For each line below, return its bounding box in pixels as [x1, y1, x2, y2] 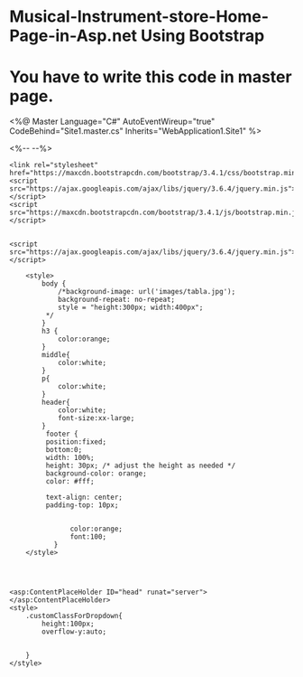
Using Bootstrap [140, 25, 265, 46]
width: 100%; [45, 454, 95, 463]
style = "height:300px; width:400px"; [57, 303, 204, 313]
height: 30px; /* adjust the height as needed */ [45, 461, 236, 471]
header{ [41, 398, 70, 408]
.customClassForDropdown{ [25, 612, 124, 621]
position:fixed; [45, 437, 106, 447]
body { [41, 279, 67, 288]
